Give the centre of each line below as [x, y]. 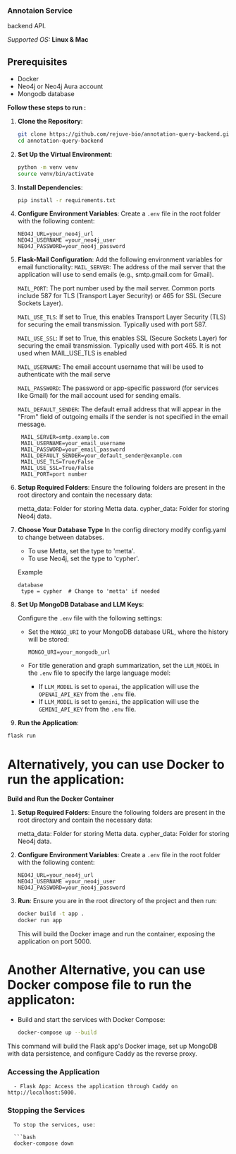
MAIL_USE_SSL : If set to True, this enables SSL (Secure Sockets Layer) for [122, 338]
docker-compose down [44, 1143]
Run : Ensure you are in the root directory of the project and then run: [117, 901]
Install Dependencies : [50, 187]
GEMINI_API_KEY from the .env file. [87, 710]
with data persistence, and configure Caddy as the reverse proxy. [102, 1053]
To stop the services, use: [55, 1125]
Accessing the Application [54, 1071]
